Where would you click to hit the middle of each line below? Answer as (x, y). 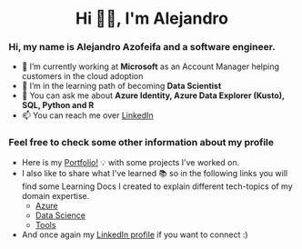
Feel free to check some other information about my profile (141, 143)
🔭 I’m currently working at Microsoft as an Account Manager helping (150, 66)
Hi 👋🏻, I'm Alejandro (152, 19)
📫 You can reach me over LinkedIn (87, 115)
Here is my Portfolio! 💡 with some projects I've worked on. (131, 162)
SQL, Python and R (58, 105)
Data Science (60, 215)
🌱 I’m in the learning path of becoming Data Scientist (121, 86)
